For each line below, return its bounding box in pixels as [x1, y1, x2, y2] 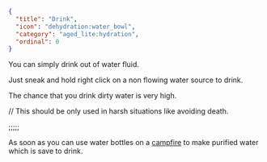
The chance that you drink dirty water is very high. [8, 91, 177, 101]
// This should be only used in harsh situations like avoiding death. [8, 106, 229, 116]
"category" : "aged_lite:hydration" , [15, 30, 139, 38]
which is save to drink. [8, 146, 83, 156]
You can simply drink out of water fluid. [8, 60, 140, 69]
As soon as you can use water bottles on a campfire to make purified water [8, 138, 259, 147]
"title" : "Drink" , [15, 15, 78, 23]
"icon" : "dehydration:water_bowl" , [15, 23, 136, 31]
